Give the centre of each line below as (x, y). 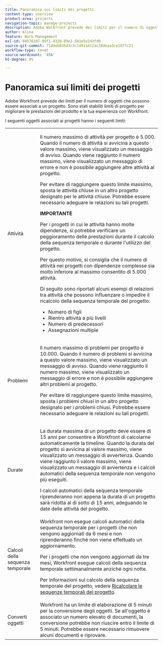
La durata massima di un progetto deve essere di (96, 431)
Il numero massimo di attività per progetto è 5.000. (98, 137)
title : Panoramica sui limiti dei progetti (50, 9)
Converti (17, 617)
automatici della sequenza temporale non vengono (98, 473)
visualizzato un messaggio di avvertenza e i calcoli (98, 468)
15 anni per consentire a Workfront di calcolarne (95, 437)
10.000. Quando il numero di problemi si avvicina (96, 354)
